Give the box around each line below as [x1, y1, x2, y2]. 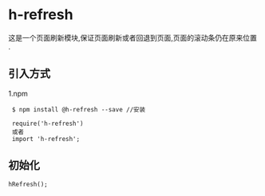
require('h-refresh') [11, 120, 84, 127]
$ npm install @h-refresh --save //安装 [11, 105, 146, 113]
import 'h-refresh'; [11, 135, 81, 143]
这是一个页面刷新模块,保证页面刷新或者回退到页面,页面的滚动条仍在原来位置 [8, 33, 258, 42]
